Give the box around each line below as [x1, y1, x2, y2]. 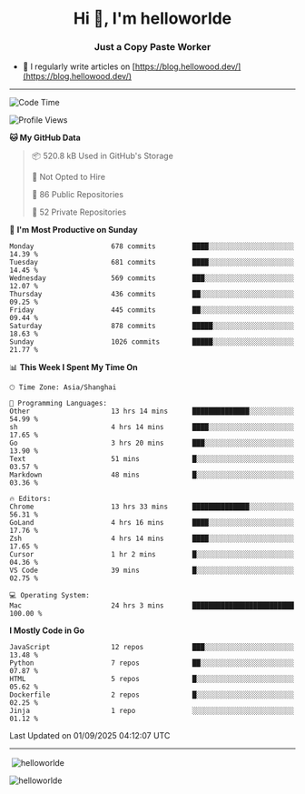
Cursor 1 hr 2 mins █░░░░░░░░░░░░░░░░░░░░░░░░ [9, 550, 295, 559]
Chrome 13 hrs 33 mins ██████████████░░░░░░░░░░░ [9, 502, 295, 512]
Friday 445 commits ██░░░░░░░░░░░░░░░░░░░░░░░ [9, 306, 295, 315]
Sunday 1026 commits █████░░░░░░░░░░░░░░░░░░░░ [9, 337, 295, 347]
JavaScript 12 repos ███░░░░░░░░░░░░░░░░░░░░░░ [9, 643, 295, 652]
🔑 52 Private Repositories [31, 206, 127, 217]
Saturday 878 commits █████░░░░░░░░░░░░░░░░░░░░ [9, 322, 295, 331]
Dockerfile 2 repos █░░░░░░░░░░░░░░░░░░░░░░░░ [9, 690, 295, 699]
